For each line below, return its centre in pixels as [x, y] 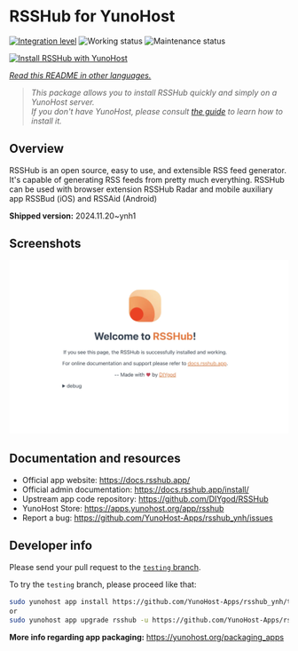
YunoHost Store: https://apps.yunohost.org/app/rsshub [123, 508]
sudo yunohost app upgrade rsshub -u [79, 620]
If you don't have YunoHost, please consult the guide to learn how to [157, 111]
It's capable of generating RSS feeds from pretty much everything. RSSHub [147, 179]
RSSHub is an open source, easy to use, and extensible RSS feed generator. [148, 170]
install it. [46, 121]
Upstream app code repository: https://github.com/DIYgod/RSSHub [145, 498]
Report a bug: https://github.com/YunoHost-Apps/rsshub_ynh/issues [147, 518]
